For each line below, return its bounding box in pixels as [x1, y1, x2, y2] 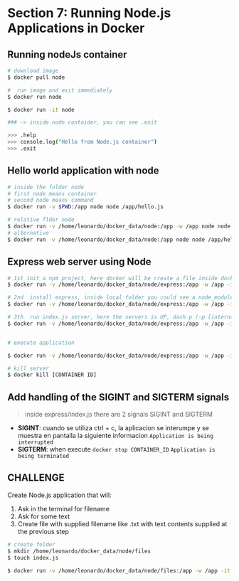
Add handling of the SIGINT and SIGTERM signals [7, 391, 230, 403]
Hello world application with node [7, 165, 159, 177]
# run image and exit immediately [7, 87, 113, 94]
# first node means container [7, 190, 97, 197]
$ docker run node [7, 93, 62, 100]
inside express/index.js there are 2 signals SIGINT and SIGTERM [24, 410, 213, 419]
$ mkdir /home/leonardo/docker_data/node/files [7, 548, 152, 555]
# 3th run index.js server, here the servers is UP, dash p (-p [7, 314, 205, 321]
